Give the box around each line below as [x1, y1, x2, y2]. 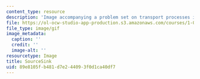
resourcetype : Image [6, 53, 58, 59]
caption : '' [11, 36, 42, 42]
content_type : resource [6, 8, 65, 15]
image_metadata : [6, 31, 46, 37]
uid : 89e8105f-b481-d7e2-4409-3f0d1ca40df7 [6, 64, 116, 70]
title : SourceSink [6, 58, 52, 64]
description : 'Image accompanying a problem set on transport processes [6, 14, 190, 20]
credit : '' [11, 42, 39, 48]
